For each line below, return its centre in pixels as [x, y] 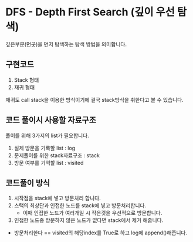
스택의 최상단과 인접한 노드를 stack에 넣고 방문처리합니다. [80, 205]
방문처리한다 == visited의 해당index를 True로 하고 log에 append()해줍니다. [101, 233]
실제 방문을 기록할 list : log [45, 148]
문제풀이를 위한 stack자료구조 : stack [57, 155]
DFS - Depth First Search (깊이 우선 [90, 12]
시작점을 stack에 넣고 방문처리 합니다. [57, 198]
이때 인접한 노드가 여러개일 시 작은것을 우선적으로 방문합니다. [92, 213]
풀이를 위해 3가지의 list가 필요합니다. [47, 135]
